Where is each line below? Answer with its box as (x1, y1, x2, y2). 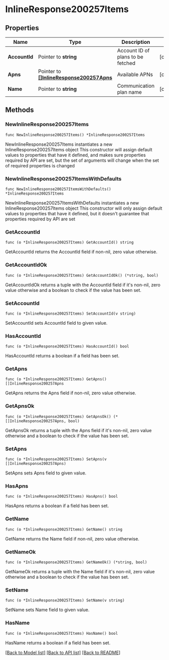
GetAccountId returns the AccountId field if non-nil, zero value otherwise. (5, 249, 157, 255)
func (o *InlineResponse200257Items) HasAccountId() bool (5, 344, 129, 349)
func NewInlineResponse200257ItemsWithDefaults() (5, 187, 112, 192)
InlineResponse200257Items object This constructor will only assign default (5, 205, 162, 211)
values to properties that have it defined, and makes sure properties (5, 152, 146, 158)
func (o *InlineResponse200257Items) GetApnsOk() (5, 414, 112, 419)
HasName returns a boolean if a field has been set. (5, 639, 111, 646)
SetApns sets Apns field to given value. (5, 470, 87, 476)
